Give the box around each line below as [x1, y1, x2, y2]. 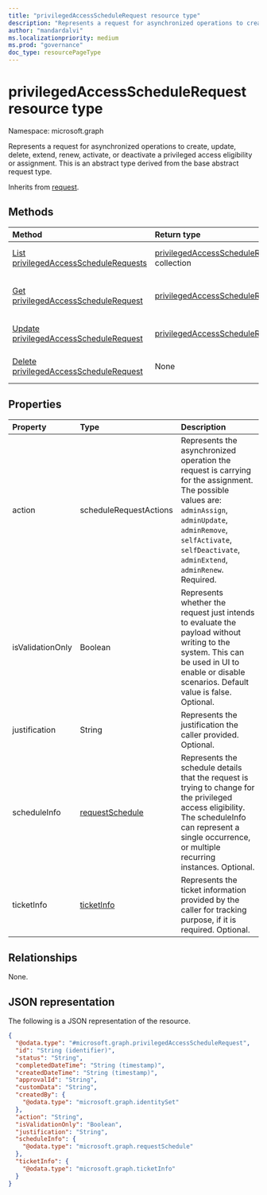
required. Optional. [180, 924, 250, 935]
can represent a [180, 821, 240, 832]
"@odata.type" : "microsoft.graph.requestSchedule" [22, 1142, 194, 1150]
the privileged [180, 792, 233, 803]
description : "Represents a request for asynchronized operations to [8, 19, 244, 27]
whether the [180, 597, 226, 608]
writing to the [180, 636, 230, 648]
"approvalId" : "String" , [15, 1076, 98, 1084]
